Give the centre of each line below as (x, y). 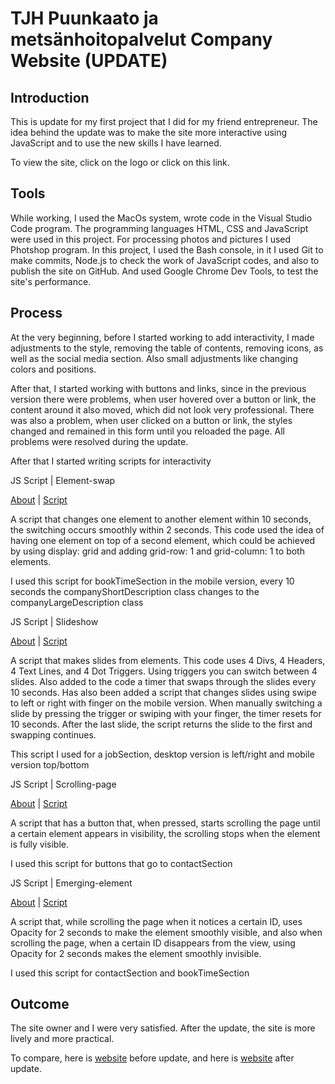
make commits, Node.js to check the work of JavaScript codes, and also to (165, 260)
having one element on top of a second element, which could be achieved (162, 540)
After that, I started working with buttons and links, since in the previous (158, 388)
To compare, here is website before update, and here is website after (152, 1058)
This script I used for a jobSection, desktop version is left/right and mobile (162, 754)
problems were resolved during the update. (99, 441)
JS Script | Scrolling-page (63, 784)
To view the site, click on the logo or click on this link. (120, 162)
